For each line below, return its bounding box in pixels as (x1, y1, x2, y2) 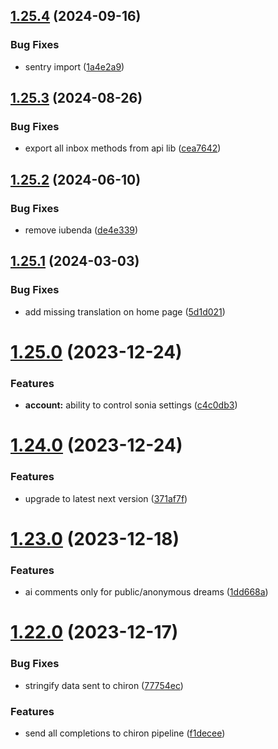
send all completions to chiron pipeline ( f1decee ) (24, 727, 226, 739)
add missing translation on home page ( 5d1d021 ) (24, 305, 226, 318)
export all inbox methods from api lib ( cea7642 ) (24, 142, 222, 154)
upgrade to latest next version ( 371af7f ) (24, 492, 188, 504)
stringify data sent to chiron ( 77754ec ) (24, 679, 184, 691)
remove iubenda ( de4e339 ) (24, 224, 139, 236)
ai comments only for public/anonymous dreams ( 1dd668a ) (24, 586, 269, 598)
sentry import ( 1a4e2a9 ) (24, 60, 125, 73)
